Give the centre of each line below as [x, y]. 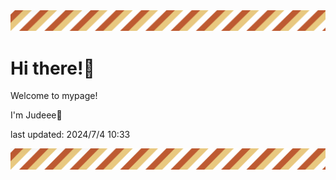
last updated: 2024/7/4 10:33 [70, 135]
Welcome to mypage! [54, 96]
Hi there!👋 [52, 68]
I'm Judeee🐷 [36, 115]
